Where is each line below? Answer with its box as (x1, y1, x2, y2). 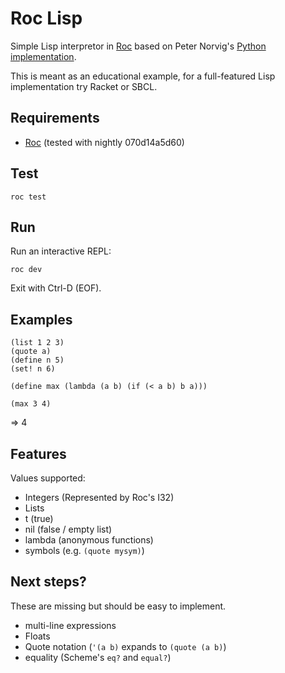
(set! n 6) (10, 364, 56, 374)
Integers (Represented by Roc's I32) (24, 492, 175, 503)
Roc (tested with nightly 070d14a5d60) (24, 136, 185, 148)
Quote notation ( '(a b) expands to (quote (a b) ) (24, 640, 227, 652)
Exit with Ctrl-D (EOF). (10, 282, 102, 294)
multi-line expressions (24, 619, 117, 631)
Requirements (10, 110, 100, 127)
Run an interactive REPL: (10, 245, 112, 257)
